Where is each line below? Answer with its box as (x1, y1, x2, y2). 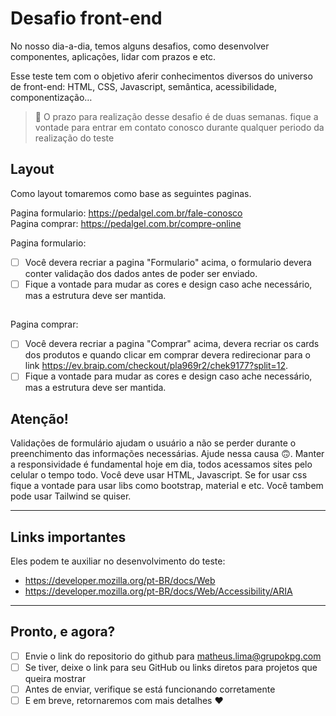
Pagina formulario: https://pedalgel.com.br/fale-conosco (10, 207, 243, 219)
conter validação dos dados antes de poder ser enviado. (24, 267, 258, 279)
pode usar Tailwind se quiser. (10, 490, 132, 502)
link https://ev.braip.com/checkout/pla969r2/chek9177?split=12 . (24, 360, 289, 372)
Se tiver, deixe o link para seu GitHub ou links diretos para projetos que (24, 661, 318, 673)
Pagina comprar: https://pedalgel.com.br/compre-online (10, 217, 242, 229)
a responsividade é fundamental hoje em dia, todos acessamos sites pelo (10, 458, 313, 471)
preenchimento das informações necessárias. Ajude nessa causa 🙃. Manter (10, 448, 325, 460)
